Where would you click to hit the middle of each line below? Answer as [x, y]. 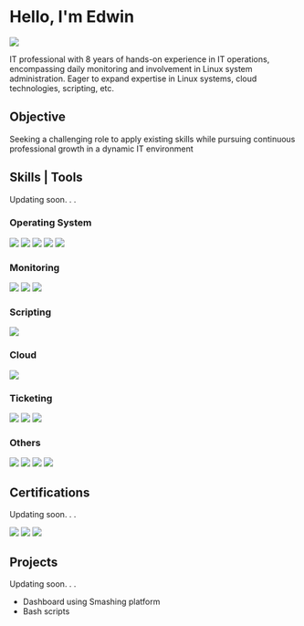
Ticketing [31, 398]
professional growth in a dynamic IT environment [101, 149]
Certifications [50, 492]
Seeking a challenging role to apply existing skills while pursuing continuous [152, 139]
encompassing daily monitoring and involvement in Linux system [131, 68]
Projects [34, 562]
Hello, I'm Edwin [72, 17]
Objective [38, 117]
